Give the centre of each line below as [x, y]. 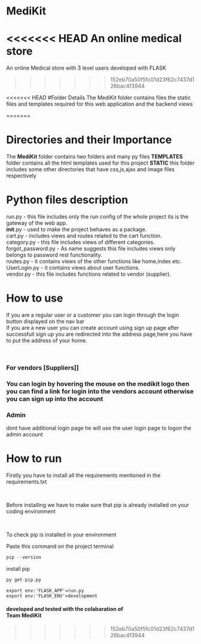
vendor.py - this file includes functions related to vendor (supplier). [89, 274]
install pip [18, 568]
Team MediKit [24, 615]
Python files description [67, 200]
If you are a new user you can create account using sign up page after [93, 327]
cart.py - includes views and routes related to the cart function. [84, 236]
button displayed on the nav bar [45, 321]
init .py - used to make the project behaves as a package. [77, 229]
